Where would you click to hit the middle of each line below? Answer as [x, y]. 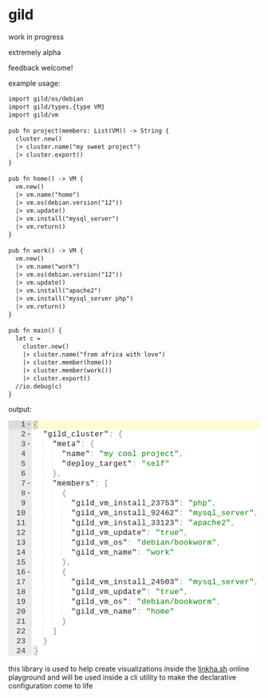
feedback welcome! [41, 67]
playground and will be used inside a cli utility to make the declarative [122, 677]
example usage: [34, 83]
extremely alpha [35, 52]
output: [20, 409]
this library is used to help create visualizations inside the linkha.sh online [129, 668]
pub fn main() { [35, 330]
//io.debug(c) [39, 386]
